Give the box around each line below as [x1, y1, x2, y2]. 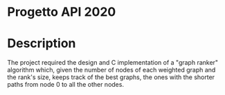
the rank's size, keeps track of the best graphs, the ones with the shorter [7, 73, 215, 81]
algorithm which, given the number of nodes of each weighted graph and [7, 66, 216, 74]
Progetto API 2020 [7, 4, 116, 20]
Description [7, 36, 76, 52]
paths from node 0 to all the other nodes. [7, 81, 125, 89]
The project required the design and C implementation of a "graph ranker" [7, 59, 219, 67]
